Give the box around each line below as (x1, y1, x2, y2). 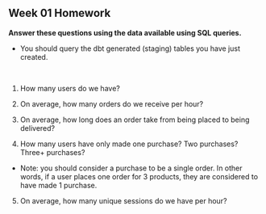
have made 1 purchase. (19, 180, 98, 190)
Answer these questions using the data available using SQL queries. (8, 27, 242, 37)
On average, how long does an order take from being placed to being (19, 115, 250, 124)
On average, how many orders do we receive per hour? (19, 99, 204, 108)
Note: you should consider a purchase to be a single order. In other (19, 163, 243, 173)
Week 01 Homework (8, 6, 111, 20)
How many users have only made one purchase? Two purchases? (19, 139, 239, 149)
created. (19, 52, 48, 61)
